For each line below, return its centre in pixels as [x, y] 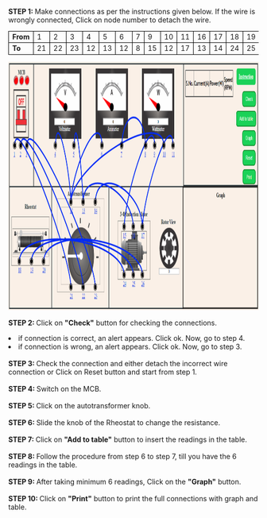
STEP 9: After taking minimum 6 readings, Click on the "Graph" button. [125, 481]
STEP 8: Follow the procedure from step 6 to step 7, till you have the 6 [122, 456]
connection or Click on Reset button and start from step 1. [103, 372]
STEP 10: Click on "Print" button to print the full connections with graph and [133, 498]
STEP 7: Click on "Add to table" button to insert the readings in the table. [128, 439]
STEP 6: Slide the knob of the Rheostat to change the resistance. [114, 422]
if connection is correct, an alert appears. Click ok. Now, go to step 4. [132, 338]
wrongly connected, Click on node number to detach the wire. [110, 20]
